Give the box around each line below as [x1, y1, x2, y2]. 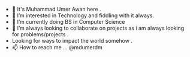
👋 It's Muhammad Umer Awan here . [11, 6, 101, 12]
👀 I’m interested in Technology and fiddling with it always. [11, 12, 155, 19]
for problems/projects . [11, 31, 69, 38]
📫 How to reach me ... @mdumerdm [11, 44, 103, 50]
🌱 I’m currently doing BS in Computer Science [11, 18, 125, 25]
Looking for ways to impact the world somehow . [11, 37, 133, 44]
